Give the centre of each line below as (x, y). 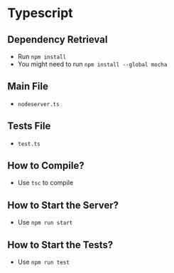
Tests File (29, 126)
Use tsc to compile (45, 182)
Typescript (40, 13)
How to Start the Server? (63, 205)
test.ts (29, 144)
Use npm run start (45, 222)
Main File (28, 87)
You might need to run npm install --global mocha (92, 64)
